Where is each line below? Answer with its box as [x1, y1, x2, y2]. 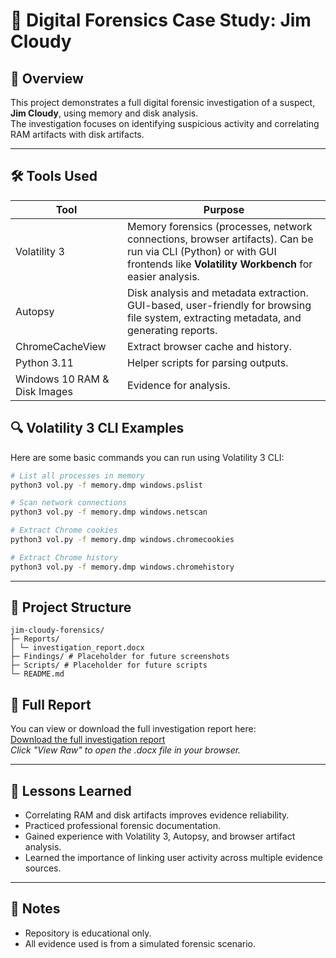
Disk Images [15, 384, 73, 398]
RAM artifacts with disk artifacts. [10, 129, 145, 140]
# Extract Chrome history [10, 552, 118, 563]
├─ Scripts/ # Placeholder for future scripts [10, 660, 208, 671]
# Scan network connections [10, 498, 128, 508]
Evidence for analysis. [127, 378, 231, 392]
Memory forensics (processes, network [127, 219, 313, 233]
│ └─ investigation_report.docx [10, 643, 145, 653]
